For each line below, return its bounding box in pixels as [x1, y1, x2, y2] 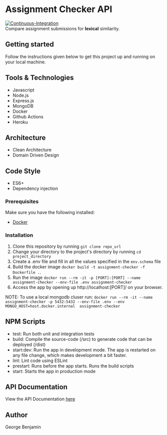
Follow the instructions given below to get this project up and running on [5, 53, 155, 59]
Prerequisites [5, 198, 39, 205]
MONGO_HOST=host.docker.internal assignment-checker [5, 304, 121, 309]
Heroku [12, 119, 28, 125]
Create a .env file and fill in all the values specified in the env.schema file [12, 258, 161, 264]
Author [5, 410, 28, 419]
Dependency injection [12, 185, 58, 192]
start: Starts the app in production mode [12, 368, 96, 374]
